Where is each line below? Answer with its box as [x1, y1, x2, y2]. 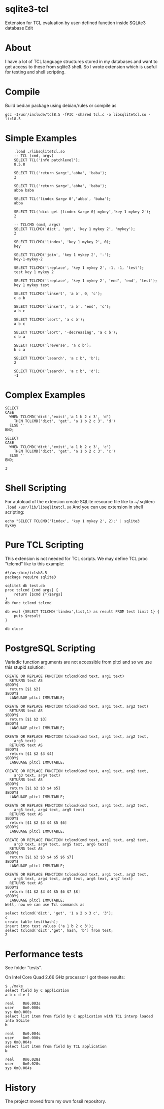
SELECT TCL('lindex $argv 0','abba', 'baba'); [14, 196, 111, 201]
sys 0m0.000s [5, 1010, 32, 1015]
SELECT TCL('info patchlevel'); [14, 158, 80, 163]
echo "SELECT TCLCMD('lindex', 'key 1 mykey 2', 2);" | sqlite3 [5, 519, 140, 523]
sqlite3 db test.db [5, 583, 45, 588]
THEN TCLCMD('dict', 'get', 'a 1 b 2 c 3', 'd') [14, 419, 116, 424]
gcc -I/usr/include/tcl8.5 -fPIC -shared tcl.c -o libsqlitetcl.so [5, 112, 147, 117]
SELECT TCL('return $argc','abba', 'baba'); [14, 170, 107, 175]
